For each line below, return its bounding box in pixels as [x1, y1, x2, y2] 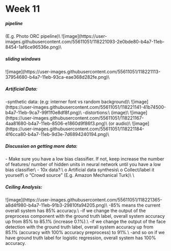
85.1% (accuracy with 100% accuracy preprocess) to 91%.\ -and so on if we [5, 230, 165, 236]
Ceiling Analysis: [5, 184, 42, 190]
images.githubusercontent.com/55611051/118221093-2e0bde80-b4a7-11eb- [5, 39, 165, 45]
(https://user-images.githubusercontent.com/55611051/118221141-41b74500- [5, 104, 166, 110]
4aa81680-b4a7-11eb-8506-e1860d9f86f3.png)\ [5, 121, 108, 127]
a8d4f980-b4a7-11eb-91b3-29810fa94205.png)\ [5, 202, 108, 209]
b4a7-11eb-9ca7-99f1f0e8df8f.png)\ [5, 109, 82, 116]
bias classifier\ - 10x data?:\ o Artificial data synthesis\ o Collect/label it [5, 167, 155, 173]
